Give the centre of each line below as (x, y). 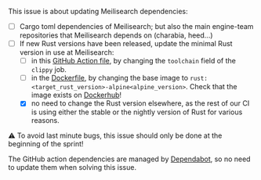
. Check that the (211, 87)
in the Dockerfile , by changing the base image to (110, 78)
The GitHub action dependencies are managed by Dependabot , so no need (129, 159)
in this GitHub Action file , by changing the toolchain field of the (134, 61)
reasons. (45, 121)
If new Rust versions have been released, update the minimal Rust (126, 44)
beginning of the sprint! (46, 144)
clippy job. (49, 70)
